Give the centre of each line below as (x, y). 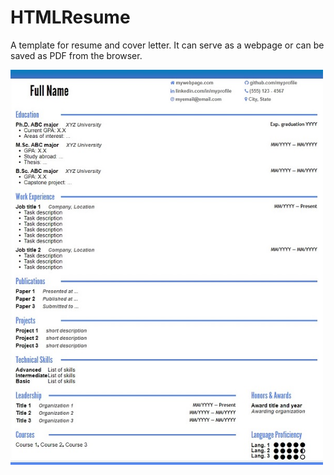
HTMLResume (70, 17)
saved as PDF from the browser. (76, 55)
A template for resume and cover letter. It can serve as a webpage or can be (167, 45)
